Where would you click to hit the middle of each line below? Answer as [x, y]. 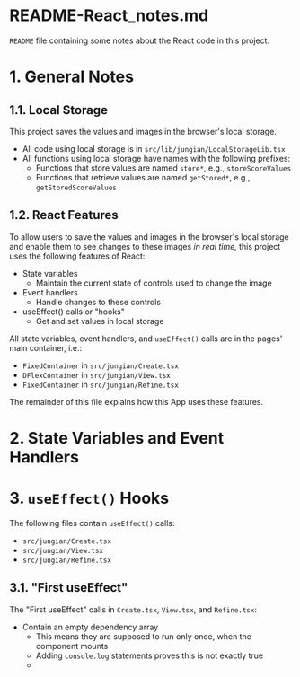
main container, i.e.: [46, 347]
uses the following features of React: [77, 256]
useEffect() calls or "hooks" [74, 312]
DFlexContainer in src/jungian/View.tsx [96, 374]
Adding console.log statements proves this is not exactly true [150, 655]
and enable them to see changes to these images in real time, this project [145, 246]
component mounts [72, 646]
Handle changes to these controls [98, 302]
